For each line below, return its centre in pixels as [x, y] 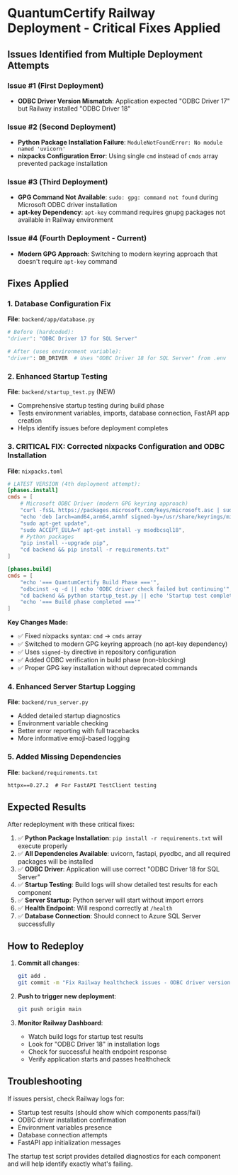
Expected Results [47, 807]
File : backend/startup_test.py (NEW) [61, 392]
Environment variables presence [64, 1127]
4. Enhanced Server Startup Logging [72, 687]
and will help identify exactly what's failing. [70, 1164]
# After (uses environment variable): [64, 352]
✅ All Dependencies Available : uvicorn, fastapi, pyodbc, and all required [124, 853]
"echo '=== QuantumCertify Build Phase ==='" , [90, 582]
